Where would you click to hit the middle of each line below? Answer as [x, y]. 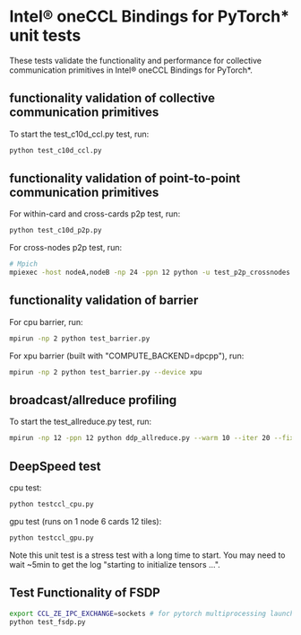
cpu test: [26, 488]
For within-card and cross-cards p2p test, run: [95, 214]
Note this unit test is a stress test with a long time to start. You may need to [147, 555]
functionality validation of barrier [104, 300]
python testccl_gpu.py [52, 538]
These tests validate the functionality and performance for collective [136, 60]
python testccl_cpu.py [52, 505]
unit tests [45, 35]
